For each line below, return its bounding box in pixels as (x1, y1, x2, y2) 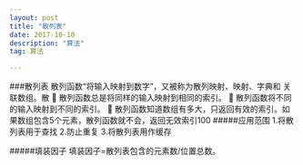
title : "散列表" (9, 22, 67, 31)
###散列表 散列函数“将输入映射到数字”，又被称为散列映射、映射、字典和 (9, 81, 281, 92)
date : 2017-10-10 (9, 30, 76, 39)
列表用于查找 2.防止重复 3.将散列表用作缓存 (9, 126, 172, 137)
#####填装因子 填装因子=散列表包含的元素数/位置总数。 (9, 146, 221, 157)
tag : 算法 (9, 47, 44, 56)
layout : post (9, 13, 59, 23)
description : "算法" (9, 38, 85, 48)
